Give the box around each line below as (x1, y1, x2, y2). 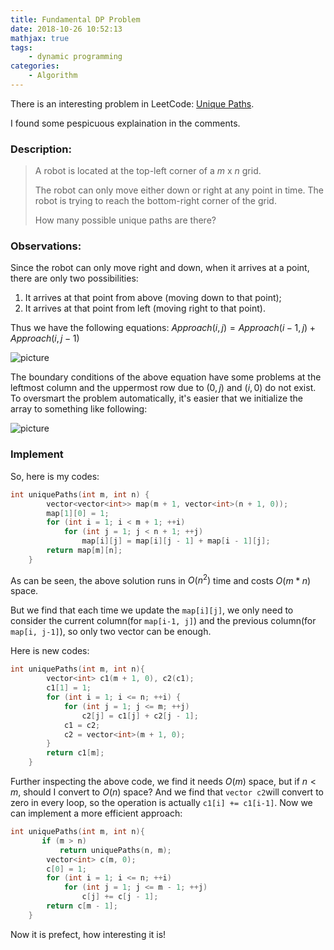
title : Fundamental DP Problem (10, 14, 141, 25)
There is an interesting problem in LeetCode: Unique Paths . (10, 97, 255, 110)
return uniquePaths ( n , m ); (59, 845, 172, 855)
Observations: (10, 239, 82, 253)
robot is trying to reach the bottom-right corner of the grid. (34, 195, 277, 207)
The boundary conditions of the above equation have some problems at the (10, 371, 322, 383)
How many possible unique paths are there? (34, 214, 217, 226)
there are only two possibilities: (10, 272, 139, 285)
